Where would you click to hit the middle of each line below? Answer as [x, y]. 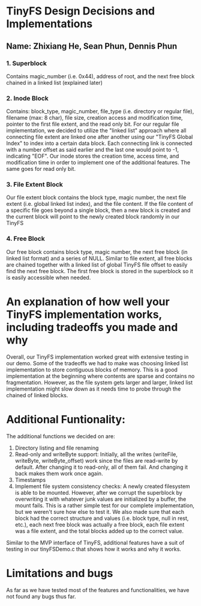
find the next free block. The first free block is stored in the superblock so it [100, 271]
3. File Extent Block [34, 185]
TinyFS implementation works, [84, 314]
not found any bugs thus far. [41, 596]
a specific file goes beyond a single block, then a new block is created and [98, 210]
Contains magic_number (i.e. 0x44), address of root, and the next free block [100, 76]
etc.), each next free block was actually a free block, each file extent [100, 524]
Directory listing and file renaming [57, 448]
